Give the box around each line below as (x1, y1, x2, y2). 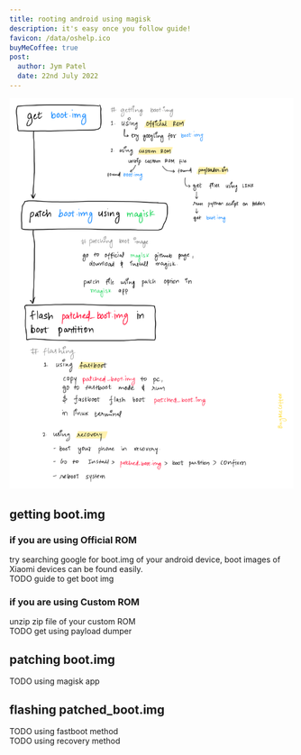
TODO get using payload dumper (9, 626, 132, 637)
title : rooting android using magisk (9, 14, 151, 23)
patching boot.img (9, 651, 115, 667)
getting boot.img (9, 506, 105, 522)
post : (9, 52, 30, 62)
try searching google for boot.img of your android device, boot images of (9, 554, 281, 565)
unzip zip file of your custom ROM (9, 616, 136, 627)
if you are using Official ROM (9, 533, 137, 546)
